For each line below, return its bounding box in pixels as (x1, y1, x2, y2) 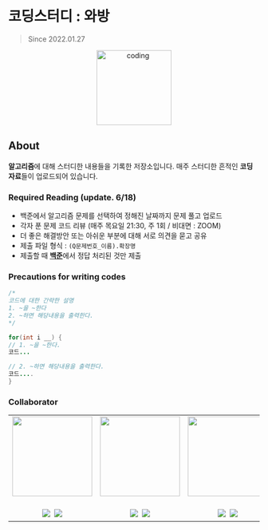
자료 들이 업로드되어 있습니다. (8, 171, 98, 180)
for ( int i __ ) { (8, 333, 62, 342)
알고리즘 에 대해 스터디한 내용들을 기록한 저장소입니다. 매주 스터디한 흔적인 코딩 (8, 161, 254, 171)
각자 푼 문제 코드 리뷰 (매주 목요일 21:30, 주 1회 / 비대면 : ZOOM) (19, 221, 222, 231)
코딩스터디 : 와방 (8, 7, 110, 26)
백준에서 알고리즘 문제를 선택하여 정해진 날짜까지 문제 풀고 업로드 (19, 211, 223, 220)
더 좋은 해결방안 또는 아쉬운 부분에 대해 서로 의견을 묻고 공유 (19, 231, 207, 240)
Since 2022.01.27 (27, 34, 85, 44)
